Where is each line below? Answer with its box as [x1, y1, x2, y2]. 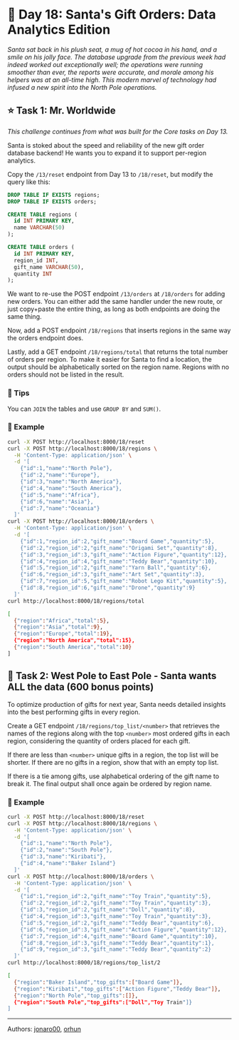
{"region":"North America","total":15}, [14, 637, 135, 644]
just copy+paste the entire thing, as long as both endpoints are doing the [7, 305, 221, 313]
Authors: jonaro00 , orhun [7, 1025, 82, 1034]
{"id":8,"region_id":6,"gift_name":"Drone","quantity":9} [20, 584, 196, 591]
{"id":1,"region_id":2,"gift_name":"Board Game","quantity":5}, [20, 538, 215, 545]
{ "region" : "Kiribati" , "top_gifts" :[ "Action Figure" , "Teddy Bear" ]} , [14, 985, 221, 992]
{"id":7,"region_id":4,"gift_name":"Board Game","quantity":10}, [20, 932, 218, 940]
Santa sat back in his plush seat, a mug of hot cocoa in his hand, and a [7, 45, 218, 53]
